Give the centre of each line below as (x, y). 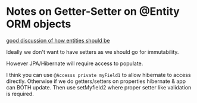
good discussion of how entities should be (58, 40)
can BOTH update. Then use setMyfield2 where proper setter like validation (99, 87)
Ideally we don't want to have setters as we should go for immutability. (93, 51)
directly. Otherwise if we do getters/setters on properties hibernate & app (96, 81)
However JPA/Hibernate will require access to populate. (75, 63)
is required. (20, 94)
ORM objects (39, 24)
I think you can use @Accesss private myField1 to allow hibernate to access (99, 75)
